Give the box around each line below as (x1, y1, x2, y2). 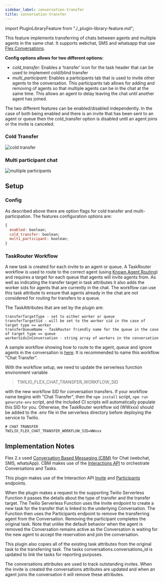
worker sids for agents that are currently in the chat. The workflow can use (5, 285, 156, 291)
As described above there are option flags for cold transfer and (5, 208, 133, 214)
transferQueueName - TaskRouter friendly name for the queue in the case (5, 327, 159, 332)
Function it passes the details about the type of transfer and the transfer (5, 495, 151, 501)
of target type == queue (5, 332, 56, 337)
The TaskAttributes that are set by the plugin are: (5, 305, 104, 310)
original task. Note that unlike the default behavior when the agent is (5, 521, 143, 527)
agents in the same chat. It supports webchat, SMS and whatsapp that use (5, 40, 155, 46)
